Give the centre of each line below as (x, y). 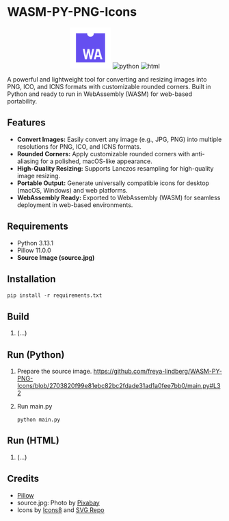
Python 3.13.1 (35, 243)
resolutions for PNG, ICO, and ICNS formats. (79, 146)
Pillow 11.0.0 (34, 250)
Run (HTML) (33, 440)
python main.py (39, 420)
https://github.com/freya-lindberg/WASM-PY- (158, 371)
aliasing (28, 161)
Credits (23, 479)
